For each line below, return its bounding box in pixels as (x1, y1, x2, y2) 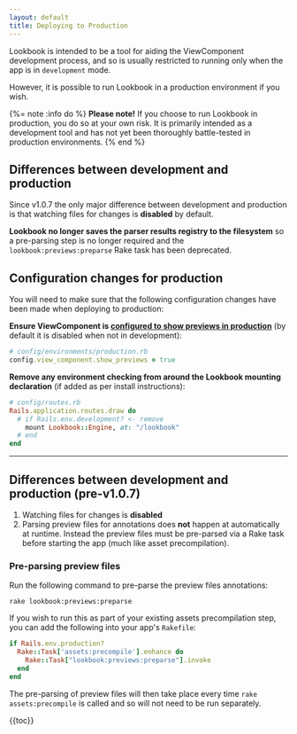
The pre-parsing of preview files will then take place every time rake (9, 688, 258, 699)
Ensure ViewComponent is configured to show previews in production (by (9, 321, 286, 332)
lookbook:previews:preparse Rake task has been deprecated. (9, 245, 232, 255)
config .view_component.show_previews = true (9, 355, 176, 364)
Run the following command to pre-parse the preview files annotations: (9, 580, 268, 590)
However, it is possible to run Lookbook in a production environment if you (9, 82, 280, 92)
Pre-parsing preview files (9, 559, 121, 572)
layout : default (9, 12, 69, 22)
